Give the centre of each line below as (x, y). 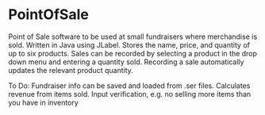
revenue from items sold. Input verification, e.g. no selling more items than (130, 94)
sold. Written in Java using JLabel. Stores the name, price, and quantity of (129, 44)
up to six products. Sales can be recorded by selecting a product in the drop (133, 53)
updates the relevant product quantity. (71, 70)
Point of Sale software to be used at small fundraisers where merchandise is (133, 36)
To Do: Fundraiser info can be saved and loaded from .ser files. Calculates (129, 86)
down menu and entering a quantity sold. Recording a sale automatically (126, 62)
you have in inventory (44, 102)
